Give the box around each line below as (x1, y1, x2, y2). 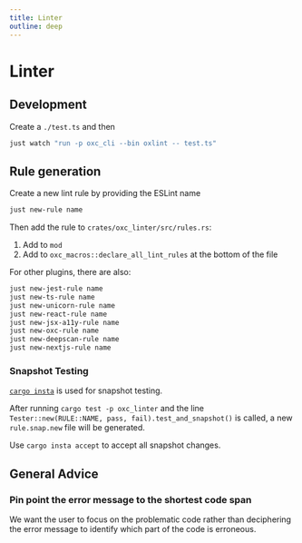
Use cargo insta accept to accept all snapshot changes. (9, 439, 221, 450)
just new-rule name (9, 205, 83, 214)
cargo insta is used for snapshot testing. (9, 385, 163, 396)
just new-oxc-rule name (9, 326, 100, 336)
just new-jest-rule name (9, 284, 103, 293)
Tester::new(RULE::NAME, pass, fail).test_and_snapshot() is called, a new (9, 412, 293, 423)
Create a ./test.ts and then (9, 121, 116, 132)
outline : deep (9, 22, 63, 31)
